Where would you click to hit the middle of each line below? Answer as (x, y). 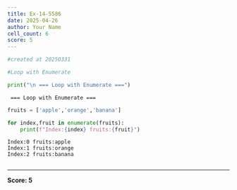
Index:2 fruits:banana (41, 155)
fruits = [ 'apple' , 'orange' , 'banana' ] (64, 110)
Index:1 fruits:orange (41, 148)
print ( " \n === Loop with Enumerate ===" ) (69, 85)
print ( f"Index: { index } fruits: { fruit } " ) (80, 129)
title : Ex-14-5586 (34, 14)
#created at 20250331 (39, 60)
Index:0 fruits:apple (39, 142)
